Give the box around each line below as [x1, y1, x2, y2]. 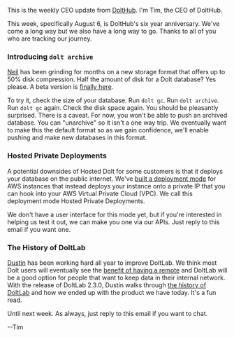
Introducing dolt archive [7, 52, 94, 62]
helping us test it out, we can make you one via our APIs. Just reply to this [7, 217, 220, 226]
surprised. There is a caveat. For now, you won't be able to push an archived [7, 111, 228, 120]
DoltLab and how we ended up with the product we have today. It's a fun [7, 288, 217, 296]
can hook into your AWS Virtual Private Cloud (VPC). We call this [7, 189, 193, 198]
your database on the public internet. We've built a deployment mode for [7, 174, 217, 183]
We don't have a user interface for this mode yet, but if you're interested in [7, 210, 222, 219]
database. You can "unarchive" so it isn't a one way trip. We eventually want [7, 118, 227, 127]
